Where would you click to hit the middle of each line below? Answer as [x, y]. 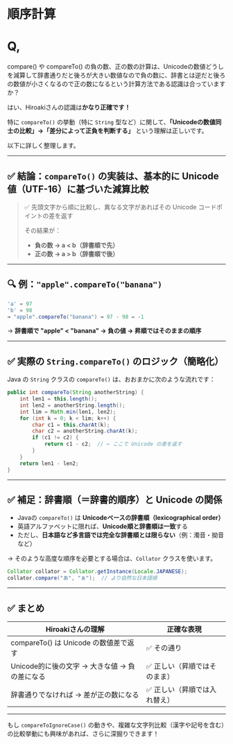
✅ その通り [164, 648]
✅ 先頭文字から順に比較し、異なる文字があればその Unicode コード [120, 207]
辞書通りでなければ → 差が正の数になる [75, 695]
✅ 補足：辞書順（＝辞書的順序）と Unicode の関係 [115, 499]
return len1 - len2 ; [49, 463]
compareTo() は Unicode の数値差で [69, 643]
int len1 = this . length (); [59, 399]
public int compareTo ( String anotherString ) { [76, 393]
